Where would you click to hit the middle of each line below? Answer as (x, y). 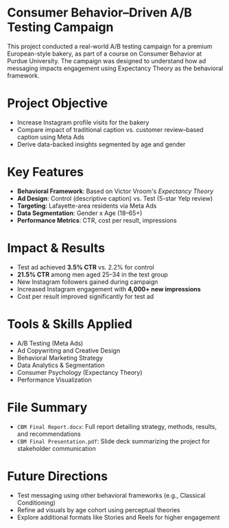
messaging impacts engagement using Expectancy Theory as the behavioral (115, 68)
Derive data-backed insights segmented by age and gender (101, 144)
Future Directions (58, 476)
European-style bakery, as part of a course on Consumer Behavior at (105, 54)
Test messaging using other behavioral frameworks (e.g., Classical (111, 495)
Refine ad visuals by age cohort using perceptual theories (98, 509)
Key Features (46, 172)
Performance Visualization (55, 379)
